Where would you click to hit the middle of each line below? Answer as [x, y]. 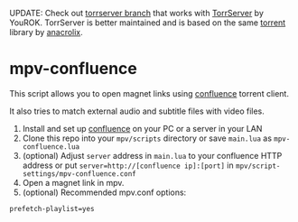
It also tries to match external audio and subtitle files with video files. [137, 111]
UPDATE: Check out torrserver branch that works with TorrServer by [137, 13]
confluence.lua [51, 147]
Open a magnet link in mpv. [73, 182]
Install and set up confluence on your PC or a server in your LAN [142, 128]
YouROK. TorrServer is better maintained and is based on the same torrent [148, 23]
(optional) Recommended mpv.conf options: [104, 192]
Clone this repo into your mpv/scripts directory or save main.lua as [147, 138]
